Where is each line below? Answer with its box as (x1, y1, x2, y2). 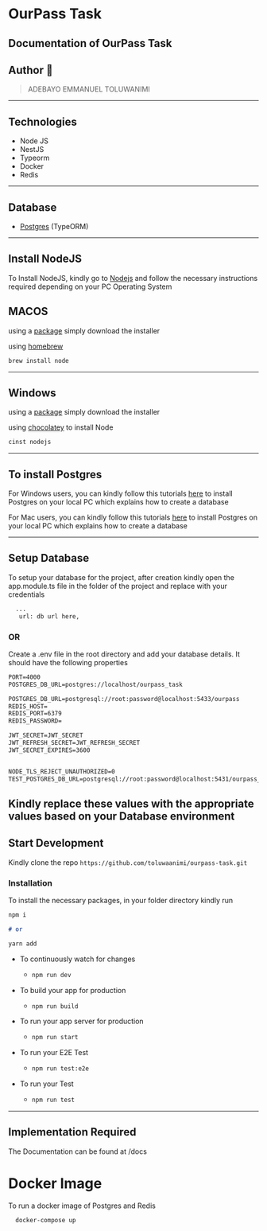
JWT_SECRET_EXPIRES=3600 (8, 746, 91, 754)
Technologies (8, 115, 78, 128)
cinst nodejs (8, 438, 52, 446)
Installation (8, 877, 53, 888)
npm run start (31, 1034, 79, 1042)
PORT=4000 (8, 673, 41, 681)
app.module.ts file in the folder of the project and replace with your (8, 581, 228, 590)
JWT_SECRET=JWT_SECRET (8, 731, 83, 740)
